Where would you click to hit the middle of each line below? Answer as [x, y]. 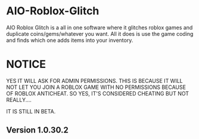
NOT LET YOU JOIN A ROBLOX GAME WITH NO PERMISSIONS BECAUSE [96, 87]
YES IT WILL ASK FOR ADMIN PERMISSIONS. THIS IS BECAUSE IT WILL [94, 81]
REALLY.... [19, 100]
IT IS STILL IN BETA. [31, 111]
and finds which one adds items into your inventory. [70, 40]
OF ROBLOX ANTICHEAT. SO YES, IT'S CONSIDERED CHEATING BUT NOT [98, 93]
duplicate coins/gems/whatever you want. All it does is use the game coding [100, 33]
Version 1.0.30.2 [37, 130]
